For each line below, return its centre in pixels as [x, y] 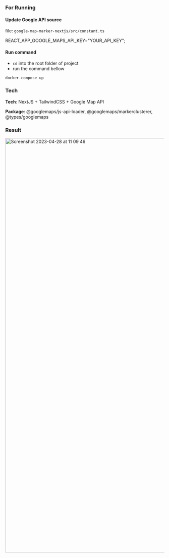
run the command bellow [38, 69]
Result [13, 130]
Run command [21, 52]
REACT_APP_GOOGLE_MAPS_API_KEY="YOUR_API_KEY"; [65, 41]
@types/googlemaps [27, 117]
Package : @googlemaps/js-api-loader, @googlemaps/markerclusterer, [79, 111]
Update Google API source [34, 20]
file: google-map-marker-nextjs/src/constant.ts [55, 31]
